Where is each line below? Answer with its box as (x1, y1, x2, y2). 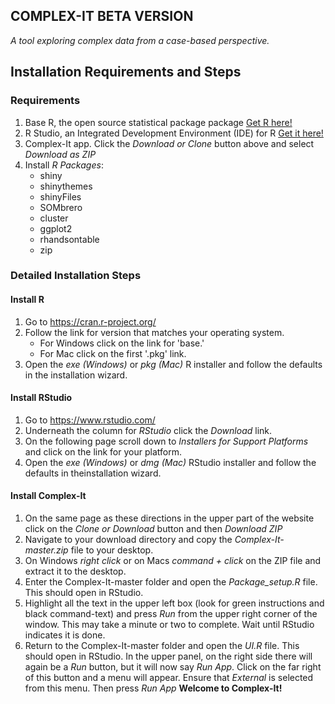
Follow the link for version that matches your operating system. (24, 326, 285, 338)
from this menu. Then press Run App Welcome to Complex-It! (24, 682, 283, 694)
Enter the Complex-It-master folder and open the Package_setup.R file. (24, 576, 318, 588)
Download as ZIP (24, 148, 97, 160)
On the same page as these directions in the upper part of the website (24, 512, 315, 524)
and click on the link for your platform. (24, 445, 182, 458)
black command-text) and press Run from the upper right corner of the (24, 608, 318, 620)
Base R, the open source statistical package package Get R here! (24, 116, 293, 128)
